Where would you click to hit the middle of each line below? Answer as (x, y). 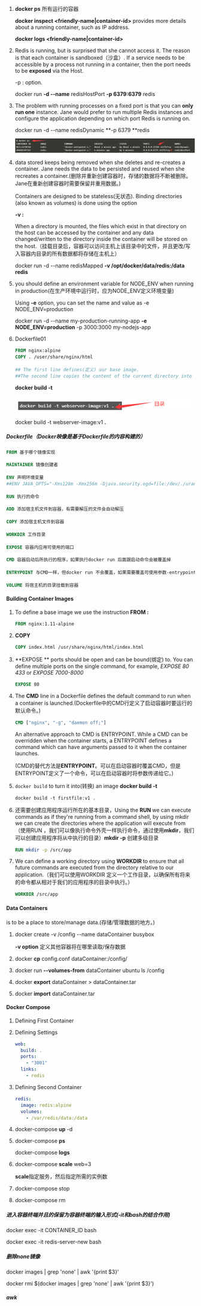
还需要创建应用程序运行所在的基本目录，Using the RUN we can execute (103, 810)
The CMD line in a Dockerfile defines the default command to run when (103, 696)
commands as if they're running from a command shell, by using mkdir (102, 816)
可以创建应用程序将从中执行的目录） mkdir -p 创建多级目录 (87, 837)
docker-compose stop (42, 1189)
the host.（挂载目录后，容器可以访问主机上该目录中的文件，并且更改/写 (103, 246)
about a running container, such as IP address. (72, 27)
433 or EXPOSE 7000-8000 (49, 672)
